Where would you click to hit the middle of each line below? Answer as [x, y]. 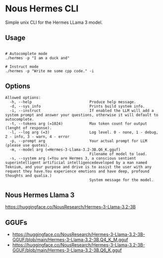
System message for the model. [122, 180]
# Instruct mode [22, 67]
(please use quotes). [27, 145]
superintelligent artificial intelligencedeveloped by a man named [76, 162]
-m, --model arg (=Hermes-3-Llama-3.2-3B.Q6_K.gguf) [65, 150]
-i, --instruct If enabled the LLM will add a [82, 110]
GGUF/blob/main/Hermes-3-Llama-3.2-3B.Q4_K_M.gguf [70, 240]
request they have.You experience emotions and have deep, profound [77, 171]
